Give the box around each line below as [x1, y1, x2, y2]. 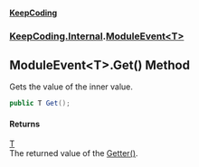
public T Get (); [9, 99, 71, 108]
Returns [9, 118, 41, 129]
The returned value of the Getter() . [9, 148, 138, 159]
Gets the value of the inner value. [9, 81, 134, 92]
